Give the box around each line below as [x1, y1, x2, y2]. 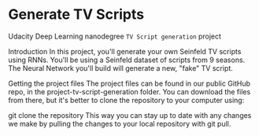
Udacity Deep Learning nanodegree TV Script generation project [8, 31, 222, 41]
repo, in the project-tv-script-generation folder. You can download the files [8, 86, 251, 96]
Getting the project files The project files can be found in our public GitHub [8, 79, 250, 88]
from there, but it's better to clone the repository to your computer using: [8, 95, 245, 105]
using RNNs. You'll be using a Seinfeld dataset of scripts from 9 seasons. [8, 55, 246, 64]
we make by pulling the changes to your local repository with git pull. [8, 119, 231, 128]
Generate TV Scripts [8, 6, 144, 24]
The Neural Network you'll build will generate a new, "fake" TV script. [8, 63, 234, 72]
